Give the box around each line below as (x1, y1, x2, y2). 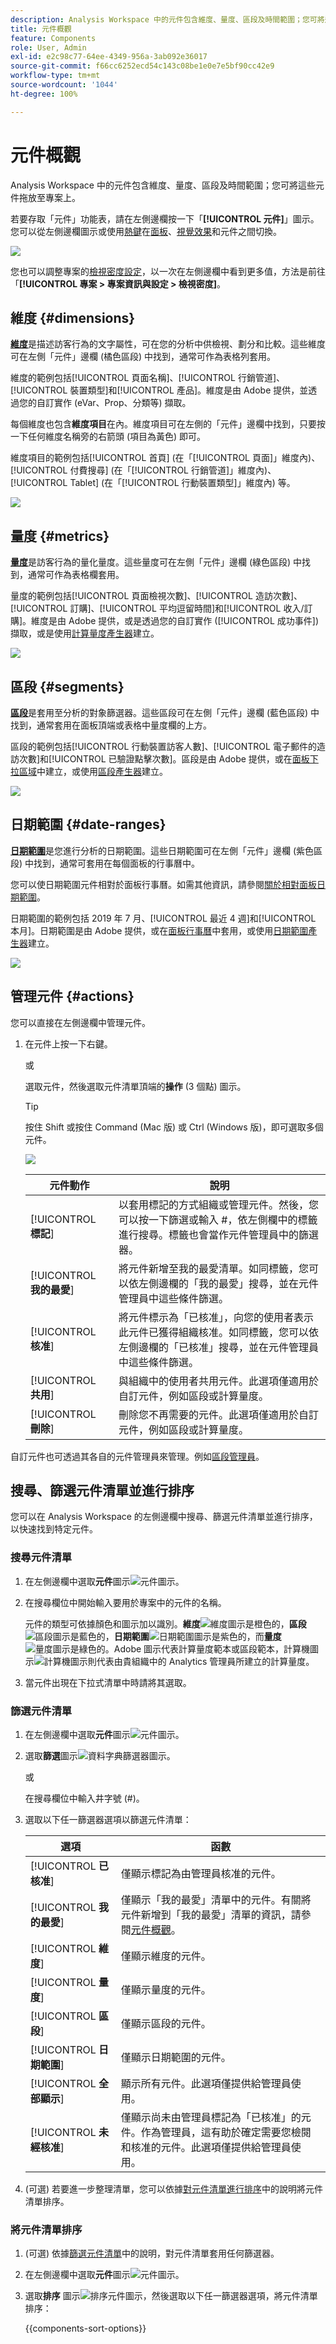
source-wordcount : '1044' (10, 80, 118, 90)
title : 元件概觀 (10, 24, 72, 34)
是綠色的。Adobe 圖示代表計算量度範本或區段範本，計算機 (69, 1642, 311, 1655)
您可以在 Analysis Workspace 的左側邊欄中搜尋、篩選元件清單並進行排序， (10, 1511, 318, 1523)
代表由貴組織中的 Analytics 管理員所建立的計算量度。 (96, 1655, 315, 1667)
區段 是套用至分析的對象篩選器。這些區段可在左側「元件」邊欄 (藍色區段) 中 (10, 707, 320, 718)
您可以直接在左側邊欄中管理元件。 (10, 1016, 151, 1028)
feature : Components (10, 33, 97, 43)
